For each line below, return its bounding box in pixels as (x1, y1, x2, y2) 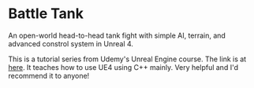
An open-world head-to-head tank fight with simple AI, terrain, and (8, 31, 226, 40)
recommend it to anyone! (8, 71, 90, 80)
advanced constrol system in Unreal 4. (8, 38, 134, 48)
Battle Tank (8, 5, 84, 23)
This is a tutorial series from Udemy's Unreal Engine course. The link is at (8, 54, 247, 64)
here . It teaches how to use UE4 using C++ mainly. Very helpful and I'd (8, 62, 239, 71)
